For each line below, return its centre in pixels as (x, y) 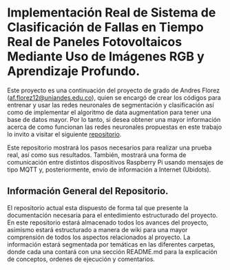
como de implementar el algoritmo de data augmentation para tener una (109, 112)
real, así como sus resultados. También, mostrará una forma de (97, 155)
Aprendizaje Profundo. (74, 71)
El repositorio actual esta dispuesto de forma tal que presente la (98, 207)
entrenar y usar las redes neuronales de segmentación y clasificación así (111, 105)
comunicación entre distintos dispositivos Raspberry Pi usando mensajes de (115, 162)
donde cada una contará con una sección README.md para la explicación (113, 251)
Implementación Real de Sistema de (112, 13)
